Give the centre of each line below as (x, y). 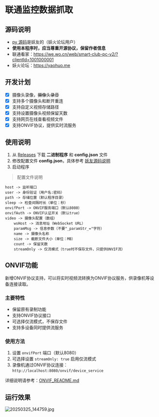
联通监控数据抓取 (39, 10)
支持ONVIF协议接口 (31, 315)
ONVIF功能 (22, 265)
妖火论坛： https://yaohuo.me (41, 65)
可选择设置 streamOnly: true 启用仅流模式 (54, 359)
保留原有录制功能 (29, 310)
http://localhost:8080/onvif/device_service (58, 371)
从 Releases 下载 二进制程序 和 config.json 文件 (60, 155)
